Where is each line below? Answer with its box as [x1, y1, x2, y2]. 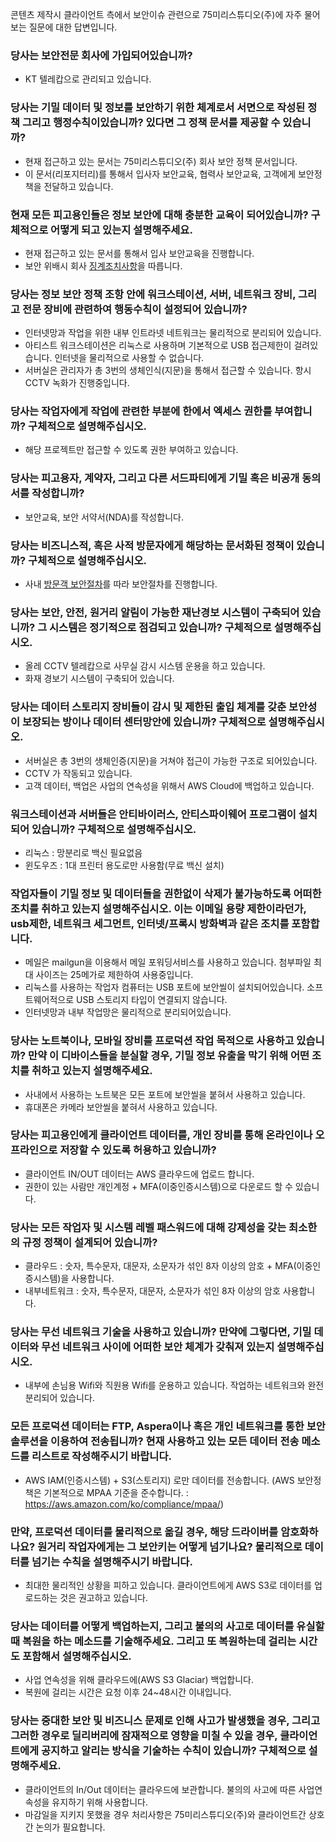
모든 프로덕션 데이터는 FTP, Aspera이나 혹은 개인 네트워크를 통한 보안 [10, 1419, 326, 1433]
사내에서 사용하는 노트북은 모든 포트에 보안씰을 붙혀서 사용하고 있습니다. [24, 1088, 306, 1100]
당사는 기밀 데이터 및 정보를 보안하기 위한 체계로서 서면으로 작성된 [10, 101, 306, 115]
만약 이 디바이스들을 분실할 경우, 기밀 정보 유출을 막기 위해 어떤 [28, 1049, 310, 1063]
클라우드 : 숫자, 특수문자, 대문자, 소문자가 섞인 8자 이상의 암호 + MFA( [24, 1260, 297, 1272]
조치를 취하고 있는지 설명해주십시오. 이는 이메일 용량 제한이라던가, [10, 901, 307, 915]
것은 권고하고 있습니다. [59, 1592, 148, 1604]
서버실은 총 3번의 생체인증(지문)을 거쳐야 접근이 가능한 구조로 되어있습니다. [24, 754, 318, 767]
